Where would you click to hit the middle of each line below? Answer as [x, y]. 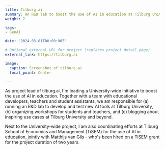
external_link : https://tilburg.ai [41, 55]
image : [12, 63]
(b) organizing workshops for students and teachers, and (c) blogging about [82, 112]
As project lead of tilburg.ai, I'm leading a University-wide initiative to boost [81, 91]
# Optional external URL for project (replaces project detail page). [79, 50]
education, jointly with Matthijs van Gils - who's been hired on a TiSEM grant [82, 137]
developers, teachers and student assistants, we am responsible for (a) [77, 101]
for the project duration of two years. [42, 142]
